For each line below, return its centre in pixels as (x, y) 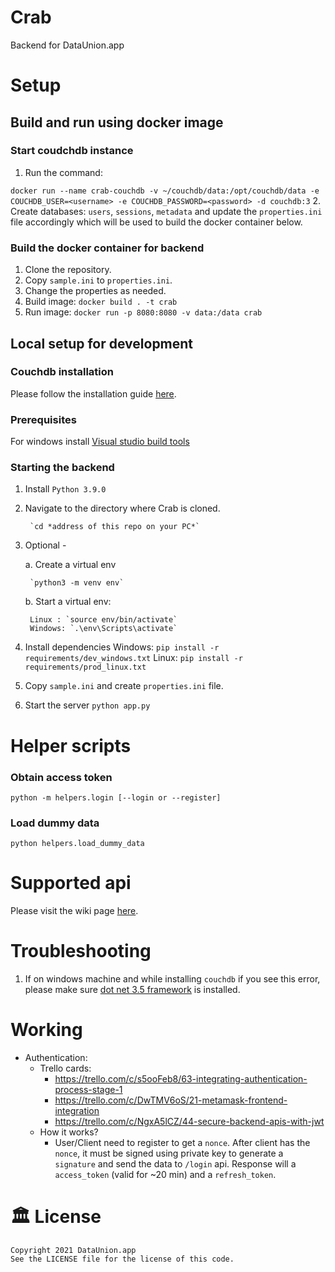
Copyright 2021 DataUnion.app (73, 1250)
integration (77, 1110)
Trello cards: (65, 1068)
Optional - (45, 545)
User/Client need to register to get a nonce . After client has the (182, 1142)
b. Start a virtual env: (68, 602)
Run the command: (63, 172)
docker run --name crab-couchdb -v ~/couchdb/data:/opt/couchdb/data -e (165, 191)
